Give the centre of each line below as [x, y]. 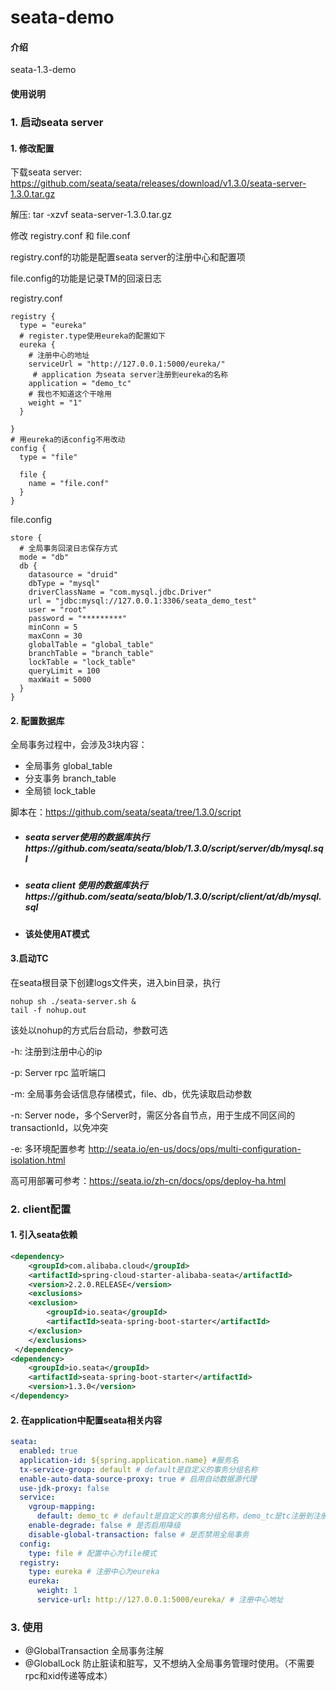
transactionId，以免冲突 [59, 1127]
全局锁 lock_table [60, 791]
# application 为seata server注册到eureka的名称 [130, 375]
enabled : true [48, 1451]
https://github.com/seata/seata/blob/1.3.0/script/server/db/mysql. [169, 848]
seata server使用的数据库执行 [87, 837]
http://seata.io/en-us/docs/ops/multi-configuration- [195, 1148]
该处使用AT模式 [57, 933]
